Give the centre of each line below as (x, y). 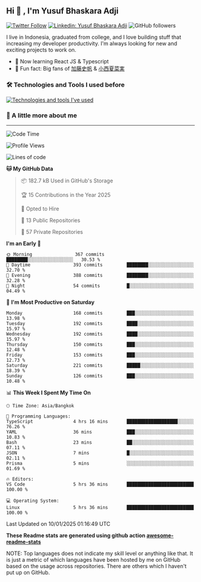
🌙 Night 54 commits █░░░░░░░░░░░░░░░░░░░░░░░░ (100, 286)
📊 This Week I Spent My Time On (48, 393)
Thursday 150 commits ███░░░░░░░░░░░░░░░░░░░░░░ (100, 345)
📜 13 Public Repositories (51, 220)
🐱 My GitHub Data (30, 169)
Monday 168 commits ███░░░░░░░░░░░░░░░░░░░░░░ (100, 313)
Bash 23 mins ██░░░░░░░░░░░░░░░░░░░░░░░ (100, 443)
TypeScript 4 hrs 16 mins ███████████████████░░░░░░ (100, 422)
